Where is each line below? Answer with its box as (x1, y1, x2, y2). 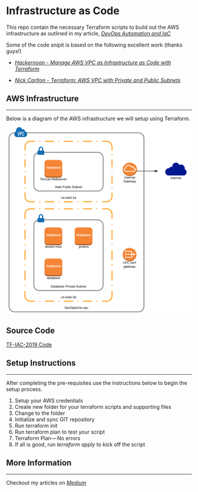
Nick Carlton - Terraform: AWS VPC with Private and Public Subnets (14, 77, 181, 84)
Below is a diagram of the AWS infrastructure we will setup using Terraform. (6, 115, 190, 122)
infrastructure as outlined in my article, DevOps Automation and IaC (6, 29, 171, 37)
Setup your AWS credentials (14, 397, 84, 404)
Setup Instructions (6, 358, 76, 368)
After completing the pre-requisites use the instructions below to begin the (6, 379, 187, 387)
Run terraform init (14, 422, 58, 429)
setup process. (6, 385, 42, 392)
